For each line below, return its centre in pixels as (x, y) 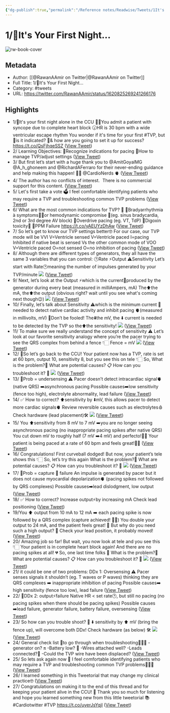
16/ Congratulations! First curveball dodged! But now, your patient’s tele (87, 454)
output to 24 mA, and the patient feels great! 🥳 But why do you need (84, 525)
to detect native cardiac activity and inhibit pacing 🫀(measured (96, 310)
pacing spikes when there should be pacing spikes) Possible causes (84, 603)
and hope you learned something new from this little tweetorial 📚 (81, 698)
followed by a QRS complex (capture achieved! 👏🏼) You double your (83, 520)
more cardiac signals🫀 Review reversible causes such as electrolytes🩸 (88, 407)
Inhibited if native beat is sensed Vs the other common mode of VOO (84, 243)
